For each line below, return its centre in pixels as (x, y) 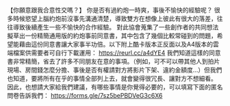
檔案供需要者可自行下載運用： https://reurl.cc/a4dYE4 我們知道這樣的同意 (117, 53)
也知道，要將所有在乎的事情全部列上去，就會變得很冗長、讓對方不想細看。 (112, 78)
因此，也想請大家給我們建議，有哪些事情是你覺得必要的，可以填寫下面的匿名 (115, 87)
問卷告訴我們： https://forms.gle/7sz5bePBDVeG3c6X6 (85, 95)
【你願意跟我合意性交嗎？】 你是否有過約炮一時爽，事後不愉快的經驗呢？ (110, 10)
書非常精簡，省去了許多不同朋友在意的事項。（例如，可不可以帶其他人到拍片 (114, 61)
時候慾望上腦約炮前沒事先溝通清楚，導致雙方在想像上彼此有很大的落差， (115, 18)
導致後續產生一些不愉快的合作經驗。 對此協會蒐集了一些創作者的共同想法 (116, 27)
